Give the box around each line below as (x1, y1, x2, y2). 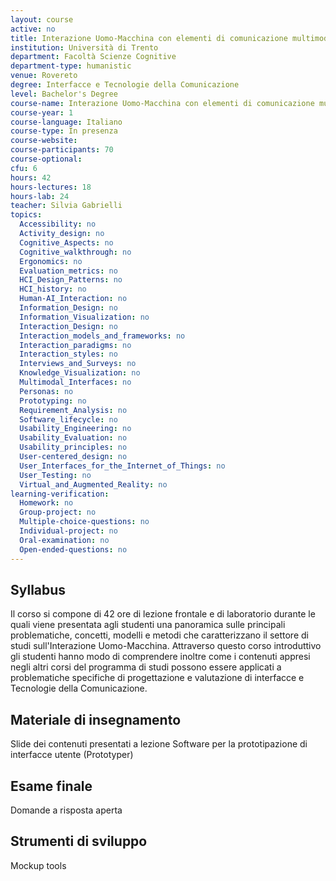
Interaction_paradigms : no (19, 340, 132, 350)
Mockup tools (10, 859, 67, 871)
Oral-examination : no (19, 535, 110, 545)
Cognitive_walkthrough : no (19, 247, 132, 257)
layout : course (10, 14, 74, 25)
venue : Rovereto (10, 71, 78, 81)
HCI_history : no (19, 284, 87, 295)
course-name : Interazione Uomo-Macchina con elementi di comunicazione (10, 98, 315, 108)
